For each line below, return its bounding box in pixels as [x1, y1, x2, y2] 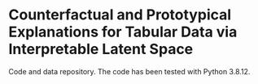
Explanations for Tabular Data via [8, 23, 238, 41]
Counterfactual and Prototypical [8, 6, 232, 24]
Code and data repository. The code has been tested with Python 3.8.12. [8, 66, 251, 76]
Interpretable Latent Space [8, 40, 194, 58]
